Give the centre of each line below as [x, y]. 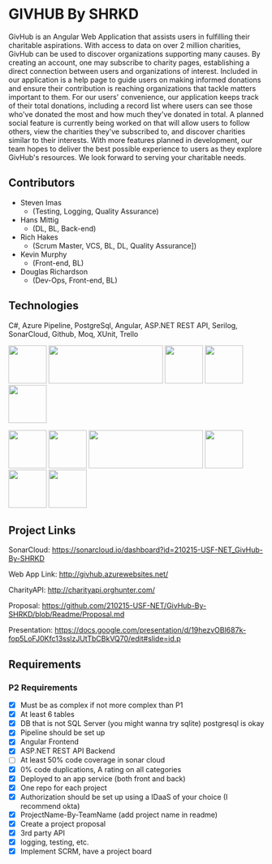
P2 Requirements [43, 687]
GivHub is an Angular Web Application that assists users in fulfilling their [129, 37]
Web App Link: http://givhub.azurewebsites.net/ [89, 574]
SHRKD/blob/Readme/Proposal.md [67, 615]
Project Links [42, 530]
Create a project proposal [63, 823]
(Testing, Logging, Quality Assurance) [96, 211]
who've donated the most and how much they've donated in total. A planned [136, 114]
